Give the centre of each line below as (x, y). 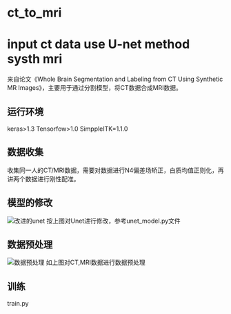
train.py (18, 304)
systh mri (35, 59)
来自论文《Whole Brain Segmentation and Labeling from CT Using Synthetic (115, 79)
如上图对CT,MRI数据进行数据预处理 (96, 262)
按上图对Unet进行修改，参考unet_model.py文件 (113, 221)
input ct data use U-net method (99, 45)
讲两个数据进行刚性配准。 (43, 178)
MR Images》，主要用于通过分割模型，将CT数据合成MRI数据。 (95, 88)
